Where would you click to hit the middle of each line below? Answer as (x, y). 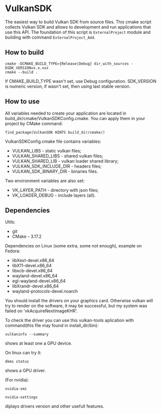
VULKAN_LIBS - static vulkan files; (47, 151)
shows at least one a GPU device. (39, 343)
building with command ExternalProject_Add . (50, 37)
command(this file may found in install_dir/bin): (52, 325)
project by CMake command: (34, 123)
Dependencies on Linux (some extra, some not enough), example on (73, 246)
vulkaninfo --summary (27, 335)
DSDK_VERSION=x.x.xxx (27, 68)
